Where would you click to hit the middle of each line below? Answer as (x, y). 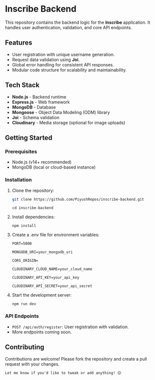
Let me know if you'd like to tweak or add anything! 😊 (63, 373)
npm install (24, 226)
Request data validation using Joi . (46, 60)
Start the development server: (42, 295)
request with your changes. (32, 364)
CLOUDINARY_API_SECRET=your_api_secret (52, 286)
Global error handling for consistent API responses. (63, 64)
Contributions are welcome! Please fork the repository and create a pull (76, 359)
